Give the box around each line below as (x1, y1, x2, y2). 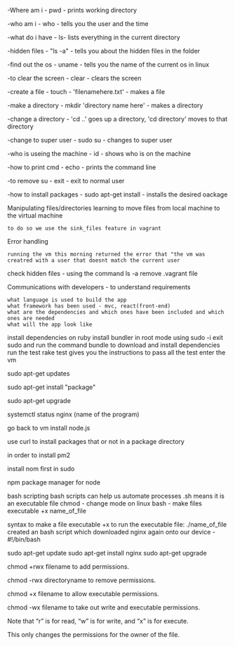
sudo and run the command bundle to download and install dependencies (7, 341, 220, 349)
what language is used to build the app (7, 296, 128, 303)
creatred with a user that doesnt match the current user (7, 257, 180, 264)
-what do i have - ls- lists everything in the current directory (7, 33, 180, 41)
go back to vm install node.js (7, 424, 90, 432)
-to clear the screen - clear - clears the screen (7, 74, 142, 82)
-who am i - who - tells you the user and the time (7, 20, 149, 27)
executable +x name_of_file (7, 507, 86, 515)
